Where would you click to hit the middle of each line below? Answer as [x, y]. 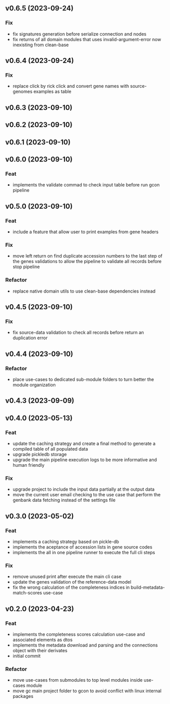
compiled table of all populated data [50, 449]
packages [23, 696]
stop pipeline [26, 267]
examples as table [52, 91]
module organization [34, 385]
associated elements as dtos [42, 639]
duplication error [30, 338]
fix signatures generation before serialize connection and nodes [79, 34]
